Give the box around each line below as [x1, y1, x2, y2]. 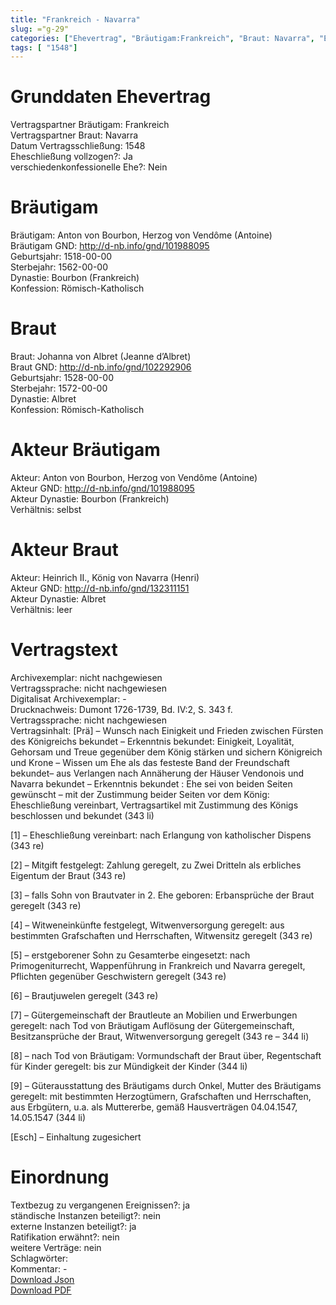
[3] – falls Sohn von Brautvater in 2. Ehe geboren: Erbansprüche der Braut [10, 889, 315, 901]
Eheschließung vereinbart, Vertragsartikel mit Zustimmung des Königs [10, 799, 299, 811]
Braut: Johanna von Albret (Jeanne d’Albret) [10, 351, 192, 363]
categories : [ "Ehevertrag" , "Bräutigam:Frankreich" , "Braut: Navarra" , [10, 33, 315, 43]
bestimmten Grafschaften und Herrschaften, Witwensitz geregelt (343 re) [10, 929, 313, 941]
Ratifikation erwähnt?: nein [10, 1231, 120, 1243]
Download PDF [10, 1284, 72, 1296]
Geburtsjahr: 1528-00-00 [10, 372, 114, 384]
